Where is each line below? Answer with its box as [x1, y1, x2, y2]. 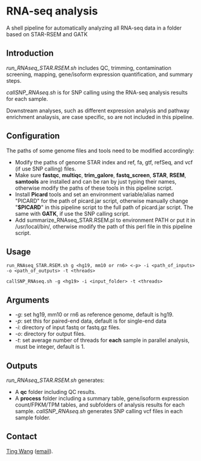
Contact [6, 431, 37, 442]
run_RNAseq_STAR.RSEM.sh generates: [6, 376, 105, 384]
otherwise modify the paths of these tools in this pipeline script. [14, 184, 173, 192]
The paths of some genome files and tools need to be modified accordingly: [6, 147, 194, 154]
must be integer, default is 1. [14, 343, 85, 350]
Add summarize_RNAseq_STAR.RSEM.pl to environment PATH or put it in [14, 216, 196, 224]
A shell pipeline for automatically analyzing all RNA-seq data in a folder [6, 24, 182, 31]
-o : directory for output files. [14, 330, 86, 338]
